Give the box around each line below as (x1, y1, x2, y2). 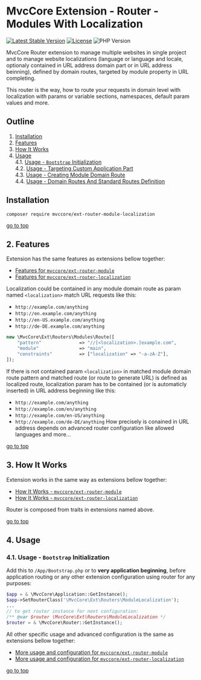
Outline (6, 117, 34, 127)
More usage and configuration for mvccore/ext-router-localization (14, 655, 184, 662)
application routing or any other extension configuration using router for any (6, 573, 196, 581)
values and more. (6, 99, 49, 106)
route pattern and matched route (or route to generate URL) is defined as (6, 374, 188, 381)
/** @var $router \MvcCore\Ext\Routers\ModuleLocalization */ (6, 614, 166, 620)
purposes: (6, 580, 32, 587)
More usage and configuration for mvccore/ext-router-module (14, 649, 168, 656)
